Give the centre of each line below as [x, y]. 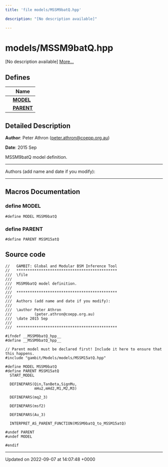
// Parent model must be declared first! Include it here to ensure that [84, 349]
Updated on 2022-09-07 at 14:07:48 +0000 [50, 459]
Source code [25, 254]
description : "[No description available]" [51, 19]
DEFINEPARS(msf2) [28, 406]
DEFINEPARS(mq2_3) [29, 397]
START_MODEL [22, 375]
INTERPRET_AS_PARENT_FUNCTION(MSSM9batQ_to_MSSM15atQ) [68, 423]
